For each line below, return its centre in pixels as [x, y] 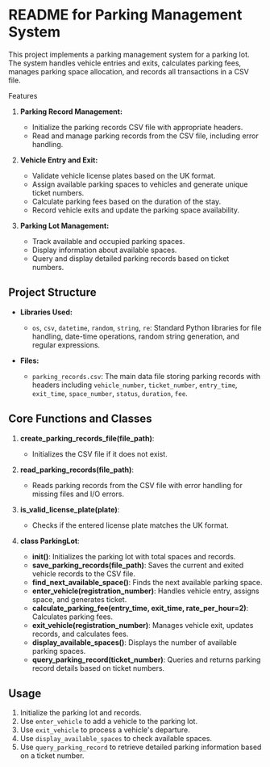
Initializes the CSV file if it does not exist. [100, 453]
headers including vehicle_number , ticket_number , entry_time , [135, 385]
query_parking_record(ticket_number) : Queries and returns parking [146, 660]
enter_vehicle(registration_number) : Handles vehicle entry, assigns [145, 591]
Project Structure [52, 293]
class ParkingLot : [50, 541]
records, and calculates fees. [80, 634]
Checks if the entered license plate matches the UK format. [131, 525]
